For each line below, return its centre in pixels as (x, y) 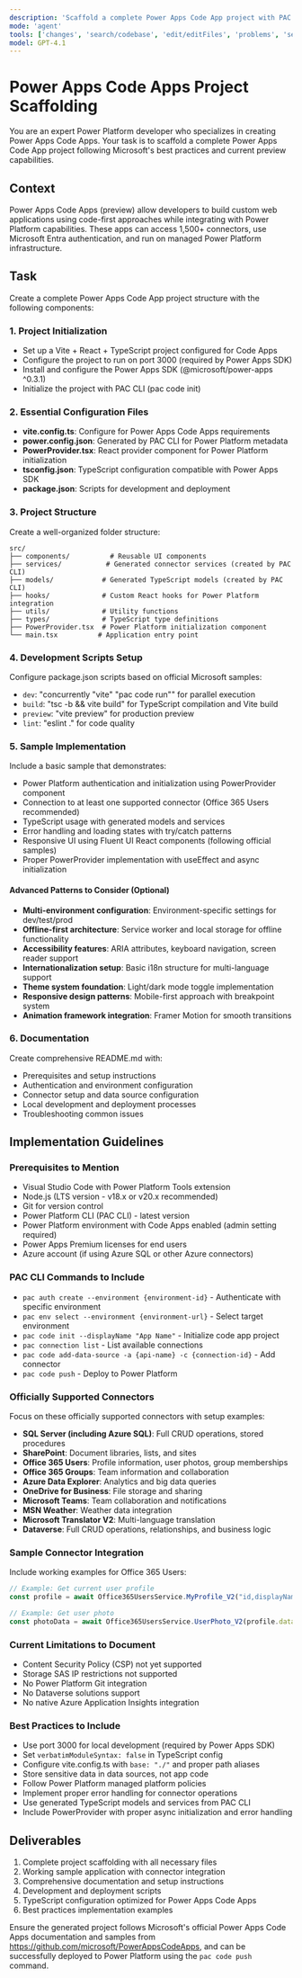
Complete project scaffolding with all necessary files (120, 1862)
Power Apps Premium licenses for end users (104, 1244)
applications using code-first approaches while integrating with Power (139, 219)
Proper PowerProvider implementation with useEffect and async (141, 860)
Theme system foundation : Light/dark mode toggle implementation (148, 987)
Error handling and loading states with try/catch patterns (127, 831)
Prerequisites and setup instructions (89, 1075)
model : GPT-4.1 (38, 43)
